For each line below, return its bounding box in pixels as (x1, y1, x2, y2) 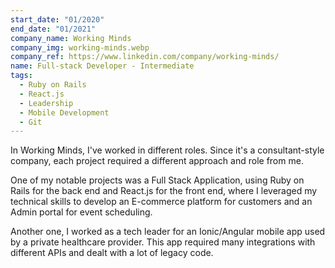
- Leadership (19, 98, 74, 108)
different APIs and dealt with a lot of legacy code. (10, 247, 214, 259)
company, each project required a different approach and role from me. (10, 155, 304, 167)
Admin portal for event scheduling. (10, 206, 153, 218)
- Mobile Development (19, 107, 110, 118)
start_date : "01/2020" (10, 14, 105, 25)
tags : (10, 71, 33, 81)
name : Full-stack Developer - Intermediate (10, 61, 195, 71)
